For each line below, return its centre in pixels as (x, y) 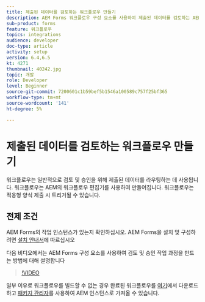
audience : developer (33, 40)
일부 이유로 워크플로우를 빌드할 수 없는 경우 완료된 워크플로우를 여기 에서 (92, 285)
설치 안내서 (31, 240)
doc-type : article (30, 47)
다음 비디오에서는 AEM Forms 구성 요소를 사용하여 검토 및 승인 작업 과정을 (95, 253)
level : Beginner (27, 86)
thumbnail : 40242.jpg (34, 69)
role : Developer (27, 80)
